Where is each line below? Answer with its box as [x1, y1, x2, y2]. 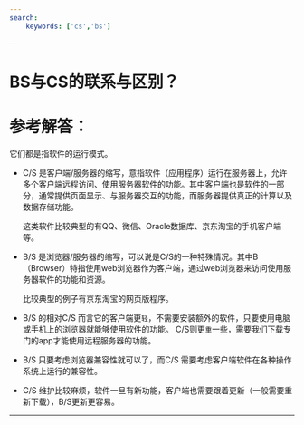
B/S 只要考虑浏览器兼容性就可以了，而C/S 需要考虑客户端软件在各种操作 [22, 354, 292, 365]
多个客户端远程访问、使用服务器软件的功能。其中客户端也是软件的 [22, 179, 269, 189]
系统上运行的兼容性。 [22, 365, 102, 376]
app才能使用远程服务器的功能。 [38, 334, 157, 345]
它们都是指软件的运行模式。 [9, 148, 113, 159]
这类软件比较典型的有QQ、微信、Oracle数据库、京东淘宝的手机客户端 [22, 220, 282, 231]
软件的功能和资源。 [38, 274, 110, 285]
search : [9, 13, 39, 23]
